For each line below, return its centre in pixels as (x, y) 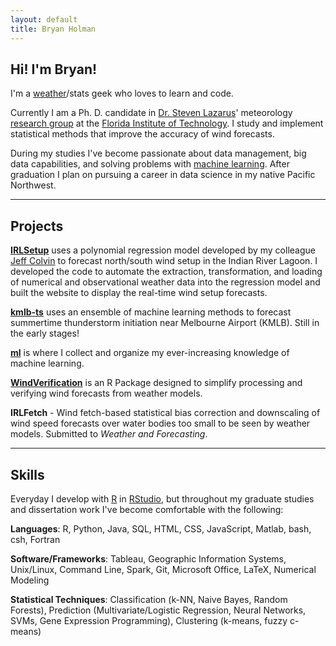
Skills (27, 474)
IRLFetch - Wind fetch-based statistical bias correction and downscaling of (165, 413)
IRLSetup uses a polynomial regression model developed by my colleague (163, 250)
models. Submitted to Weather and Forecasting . (109, 434)
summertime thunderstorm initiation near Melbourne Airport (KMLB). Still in (165, 323)
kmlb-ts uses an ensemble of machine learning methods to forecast (151, 312)
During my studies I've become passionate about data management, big (158, 153)
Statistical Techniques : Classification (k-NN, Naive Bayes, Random (149, 599)
